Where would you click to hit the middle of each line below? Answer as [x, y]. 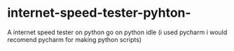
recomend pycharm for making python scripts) [75, 39]
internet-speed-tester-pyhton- [99, 13]
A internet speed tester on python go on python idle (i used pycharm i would [117, 32]
